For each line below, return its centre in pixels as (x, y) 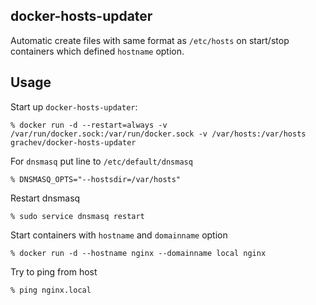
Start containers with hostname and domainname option (119, 235)
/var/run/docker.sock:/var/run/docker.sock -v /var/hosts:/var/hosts (158, 134)
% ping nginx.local (51, 290)
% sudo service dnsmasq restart (77, 216)
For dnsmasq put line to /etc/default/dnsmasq (101, 161)
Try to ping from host (54, 271)
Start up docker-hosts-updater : (74, 106)
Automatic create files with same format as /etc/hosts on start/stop (150, 40)
